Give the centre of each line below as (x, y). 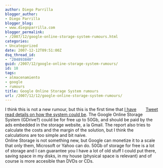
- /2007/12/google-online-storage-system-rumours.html (62, 37)
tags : (10, 73)
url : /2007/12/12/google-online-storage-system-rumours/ (64, 95)
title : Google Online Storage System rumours (52, 91)
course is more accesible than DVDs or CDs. (49, 161)
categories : (17, 41)
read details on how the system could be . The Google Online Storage (74, 114)
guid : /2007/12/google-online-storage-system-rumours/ (62, 64)
